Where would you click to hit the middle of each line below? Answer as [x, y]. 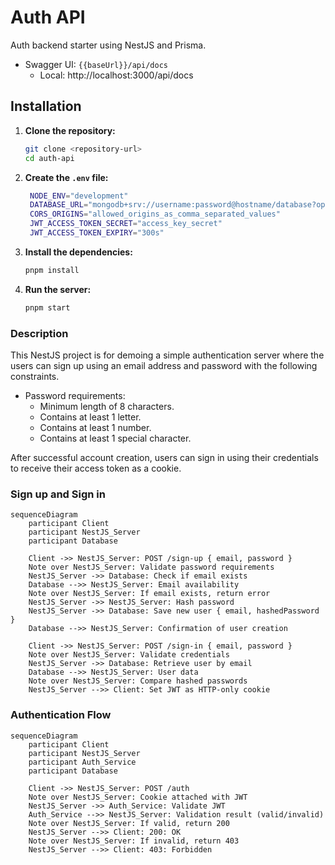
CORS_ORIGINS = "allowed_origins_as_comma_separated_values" [155, 214]
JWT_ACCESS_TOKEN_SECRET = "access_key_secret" [126, 224]
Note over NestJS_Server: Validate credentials [129, 655]
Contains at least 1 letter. [90, 417]
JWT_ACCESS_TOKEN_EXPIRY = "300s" [97, 233]
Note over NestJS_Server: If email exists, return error [149, 594]
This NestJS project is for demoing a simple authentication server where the [167, 355]
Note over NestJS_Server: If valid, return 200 [129, 823]
